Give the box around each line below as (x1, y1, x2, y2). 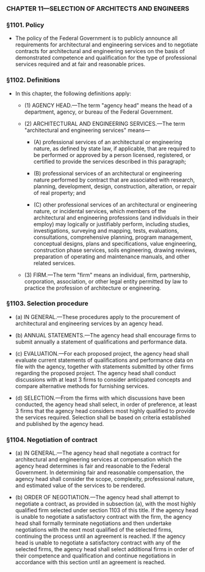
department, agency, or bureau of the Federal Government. (24, 108, 173, 116)
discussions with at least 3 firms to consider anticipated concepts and (15, 376, 192, 383)
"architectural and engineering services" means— (24, 127, 151, 134)
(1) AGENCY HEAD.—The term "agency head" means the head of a (24, 101, 193, 109)
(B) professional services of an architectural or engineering (33, 169, 182, 177)
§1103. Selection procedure (6, 299, 88, 308)
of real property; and (33, 189, 86, 196)
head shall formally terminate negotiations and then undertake (15, 519, 172, 527)
